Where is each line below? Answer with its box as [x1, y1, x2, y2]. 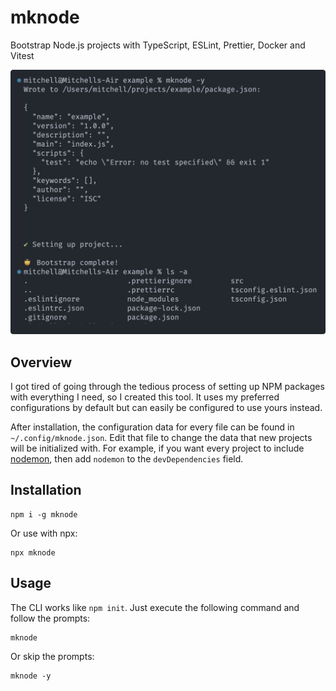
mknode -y [10, 671, 52, 681]
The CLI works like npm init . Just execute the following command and [10, 601, 300, 613]
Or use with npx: [10, 527, 78, 539]
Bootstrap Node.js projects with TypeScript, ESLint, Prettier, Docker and [10, 39, 306, 51]
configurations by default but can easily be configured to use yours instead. [10, 402, 323, 414]
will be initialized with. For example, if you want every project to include [10, 442, 305, 455]
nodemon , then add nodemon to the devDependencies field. [10, 453, 244, 465]
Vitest [10, 49, 35, 61]
